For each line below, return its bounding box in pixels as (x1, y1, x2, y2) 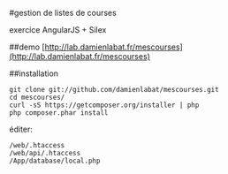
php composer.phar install (9, 109, 109, 117)
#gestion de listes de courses (9, 8, 117, 18)
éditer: (9, 124, 34, 134)
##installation (9, 68, 59, 79)
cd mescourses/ (9, 93, 65, 102)
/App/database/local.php (9, 156, 101, 165)
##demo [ (9, 42, 46, 52)
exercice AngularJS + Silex (9, 25, 107, 34)
